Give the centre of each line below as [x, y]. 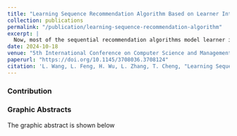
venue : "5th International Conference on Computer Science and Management [120, 54]
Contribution [30, 91]
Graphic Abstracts [39, 110]
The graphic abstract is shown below [61, 125]
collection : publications [45, 20]
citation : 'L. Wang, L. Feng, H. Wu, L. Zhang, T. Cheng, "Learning [110, 66]
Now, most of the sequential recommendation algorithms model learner [120, 40]
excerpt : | [23, 33]
